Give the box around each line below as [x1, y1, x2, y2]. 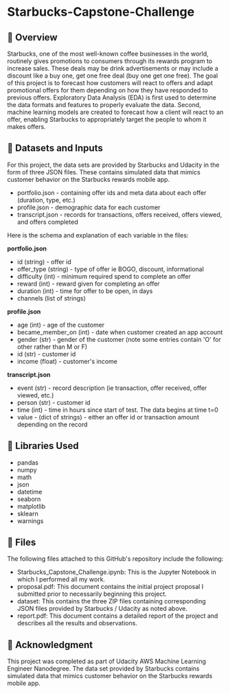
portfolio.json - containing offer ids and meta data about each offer [16, 188, 207, 196]
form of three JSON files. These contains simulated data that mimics [7, 167, 200, 176]
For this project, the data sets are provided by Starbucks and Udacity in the [7, 161, 220, 169]
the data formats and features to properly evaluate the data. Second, [7, 101, 201, 108]
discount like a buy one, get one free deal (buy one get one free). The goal [7, 71, 218, 80]
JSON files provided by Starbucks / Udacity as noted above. [16, 605, 187, 613]
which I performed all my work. [16, 575, 105, 583]
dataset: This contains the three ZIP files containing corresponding [16, 597, 206, 605]
